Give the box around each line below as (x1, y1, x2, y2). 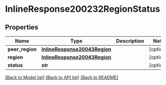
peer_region (7, 46, 37, 53)
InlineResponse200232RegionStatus (5, 3, 161, 15)
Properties (5, 23, 39, 31)
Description (116, 38, 144, 44)
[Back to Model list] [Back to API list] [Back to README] (5, 75, 119, 80)
